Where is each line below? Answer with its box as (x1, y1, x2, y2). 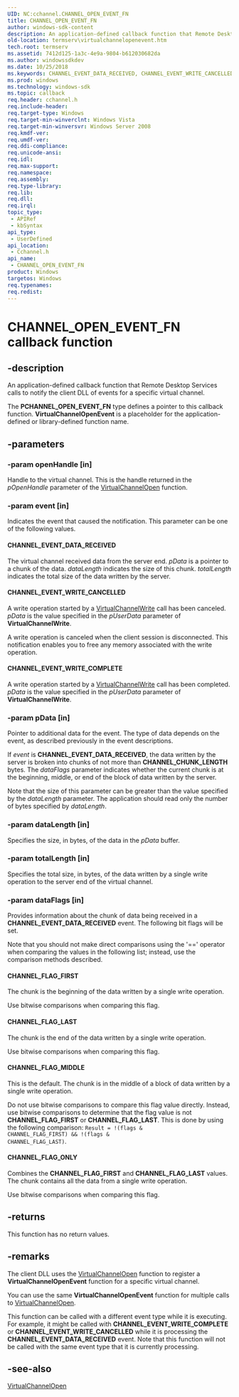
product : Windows (7, 268, 59, 275)
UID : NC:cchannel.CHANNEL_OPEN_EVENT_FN (7, 10, 129, 18)
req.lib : (7, 189, 33, 196)
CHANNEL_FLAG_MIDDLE (7, 1063, 85, 1072)
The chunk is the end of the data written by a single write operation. (7, 1033, 206, 1042)
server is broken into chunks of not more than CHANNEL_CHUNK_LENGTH (7, 758, 228, 767)
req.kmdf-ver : (7, 129, 50, 137)
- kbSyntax (10, 222, 43, 229)
